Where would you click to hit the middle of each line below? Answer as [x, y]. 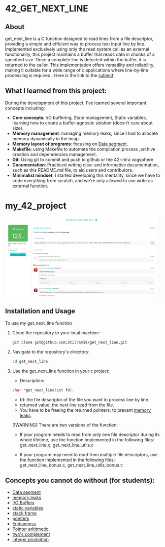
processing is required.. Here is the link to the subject [59, 75]
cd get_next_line [30, 361]
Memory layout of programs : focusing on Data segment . [70, 144]
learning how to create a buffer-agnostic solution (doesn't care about [82, 123]
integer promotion [31, 540]
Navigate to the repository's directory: [51, 352]
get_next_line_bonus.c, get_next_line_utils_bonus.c [71, 465]
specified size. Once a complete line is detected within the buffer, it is [76, 59]
